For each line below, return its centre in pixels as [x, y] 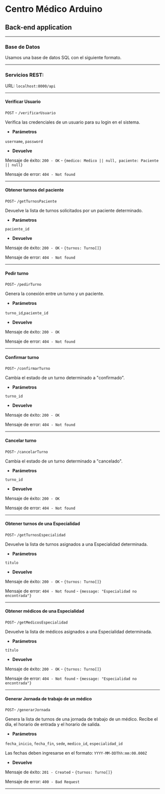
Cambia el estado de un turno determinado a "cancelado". [64, 461]
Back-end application [39, 27]
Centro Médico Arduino [54, 9]
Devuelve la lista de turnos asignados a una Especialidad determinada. [77, 544]
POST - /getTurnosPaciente [31, 201]
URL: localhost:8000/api [30, 86]
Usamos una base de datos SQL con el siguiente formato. [63, 58]
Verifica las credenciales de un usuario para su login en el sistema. [73, 122]
